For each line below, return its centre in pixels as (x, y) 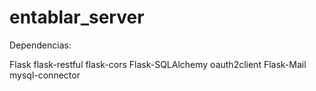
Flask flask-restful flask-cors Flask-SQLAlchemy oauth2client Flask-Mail (158, 64)
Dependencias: (40, 45)
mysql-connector (45, 75)
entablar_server (77, 17)
